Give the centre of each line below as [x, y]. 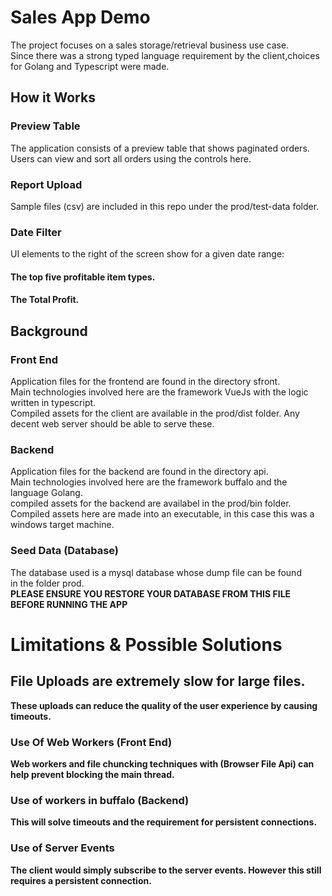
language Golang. [46, 493]
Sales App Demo [80, 17]
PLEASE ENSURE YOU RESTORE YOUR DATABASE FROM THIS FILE [151, 593]
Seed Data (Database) [65, 551]
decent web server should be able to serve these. [112, 424]
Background [49, 331]
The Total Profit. [45, 300]
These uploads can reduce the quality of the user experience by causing [164, 705]
